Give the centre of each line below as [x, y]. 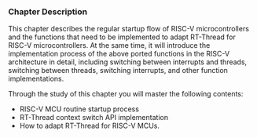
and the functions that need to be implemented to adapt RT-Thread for [122, 37]
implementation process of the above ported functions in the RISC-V [119, 54]
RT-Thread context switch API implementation [94, 118]
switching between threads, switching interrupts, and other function [118, 71]
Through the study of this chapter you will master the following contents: [126, 94]
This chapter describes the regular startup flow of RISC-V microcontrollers [129, 29]
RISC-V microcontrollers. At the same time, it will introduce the [109, 45]
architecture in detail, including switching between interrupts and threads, [128, 62]
